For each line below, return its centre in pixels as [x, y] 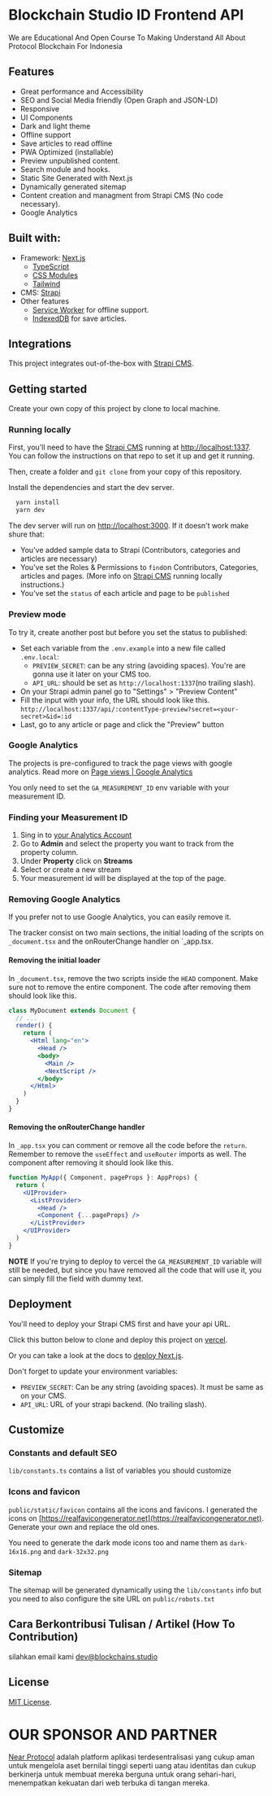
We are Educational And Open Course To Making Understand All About [127, 37]
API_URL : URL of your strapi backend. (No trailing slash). [113, 1404]
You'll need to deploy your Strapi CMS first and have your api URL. [120, 1324]
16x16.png [25, 1552]
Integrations [40, 344]
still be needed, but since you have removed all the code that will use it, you [135, 1270]
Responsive [39, 108]
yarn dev [30, 510]
